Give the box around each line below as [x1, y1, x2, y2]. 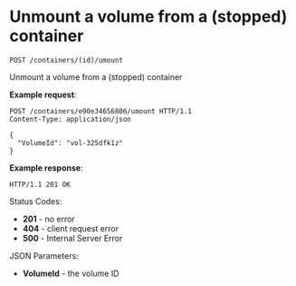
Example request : [9, 89, 77, 100]
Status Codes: [9, 195, 62, 206]
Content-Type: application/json [9, 114, 131, 123]
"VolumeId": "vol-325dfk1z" [17, 138, 124, 147]
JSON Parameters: [9, 250, 79, 261]
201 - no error [22, 213, 75, 224]
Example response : [9, 162, 83, 173]
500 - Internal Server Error [22, 232, 123, 243]
